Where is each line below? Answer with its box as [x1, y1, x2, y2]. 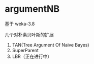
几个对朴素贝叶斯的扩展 [5, 31, 54, 37]
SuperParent [12, 47, 39, 53]
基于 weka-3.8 [5, 20, 35, 27]
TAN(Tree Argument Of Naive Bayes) [12, 41, 89, 48]
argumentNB [5, 3, 59, 15]
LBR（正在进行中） [12, 53, 52, 59]
